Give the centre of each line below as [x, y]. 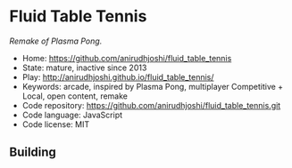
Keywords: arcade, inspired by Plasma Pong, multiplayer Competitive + [153, 86]
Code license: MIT [56, 124]
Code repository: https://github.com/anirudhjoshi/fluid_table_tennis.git [151, 105]
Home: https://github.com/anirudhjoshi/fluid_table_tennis [127, 58]
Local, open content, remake [75, 96]
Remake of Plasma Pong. [56, 41]
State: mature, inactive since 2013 [84, 68]
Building [33, 152]
